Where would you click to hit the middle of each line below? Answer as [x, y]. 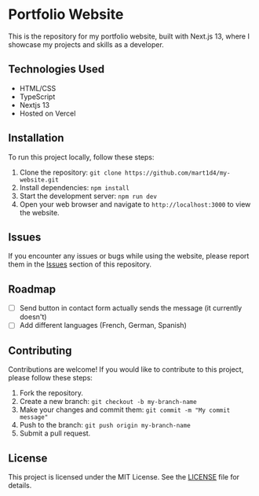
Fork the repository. [51, 393]
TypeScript [37, 97]
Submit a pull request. [55, 433]
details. [20, 485]
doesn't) [33, 317]
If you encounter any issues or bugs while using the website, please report [129, 256]
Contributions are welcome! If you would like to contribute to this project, [126, 369]
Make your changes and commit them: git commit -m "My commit [125, 410]
